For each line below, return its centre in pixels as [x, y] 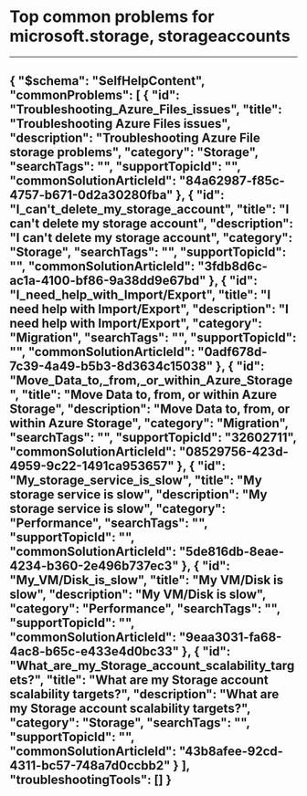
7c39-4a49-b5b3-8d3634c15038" [111, 367]
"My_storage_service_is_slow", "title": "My [136, 481]
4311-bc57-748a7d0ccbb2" [90, 765]
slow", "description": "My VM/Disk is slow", [138, 595]
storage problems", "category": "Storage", [134, 152]
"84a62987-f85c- [232, 181]
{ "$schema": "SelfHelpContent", [107, 81]
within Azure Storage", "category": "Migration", [149, 423]
